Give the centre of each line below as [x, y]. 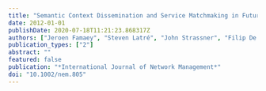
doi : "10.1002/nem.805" [47, 74]
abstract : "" [30, 52]
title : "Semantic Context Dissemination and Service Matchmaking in [123, 15]
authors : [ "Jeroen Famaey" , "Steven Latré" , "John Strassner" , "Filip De [133, 38]
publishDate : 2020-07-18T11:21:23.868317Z [79, 30]
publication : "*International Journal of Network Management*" [115, 67]
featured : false [35, 60]
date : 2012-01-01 [37, 23]
